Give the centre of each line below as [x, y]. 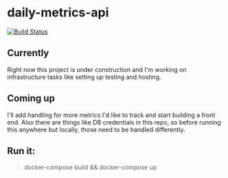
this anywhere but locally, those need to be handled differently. [96, 129]
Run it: [21, 151]
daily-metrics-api [58, 13]
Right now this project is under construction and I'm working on [97, 69]
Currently [28, 53]
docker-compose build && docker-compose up [90, 167]
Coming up [31, 98]
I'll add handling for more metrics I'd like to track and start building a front [111, 115]
